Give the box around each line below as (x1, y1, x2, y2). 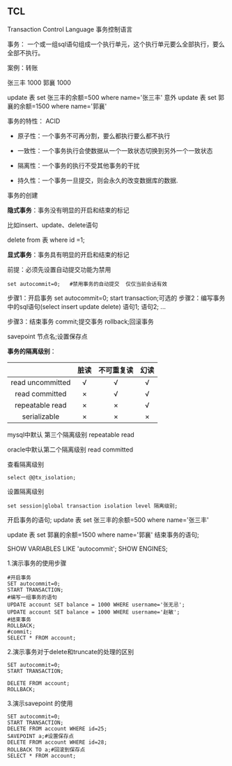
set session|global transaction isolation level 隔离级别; (7, 503, 178, 510)
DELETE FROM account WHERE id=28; (7, 739, 108, 746)
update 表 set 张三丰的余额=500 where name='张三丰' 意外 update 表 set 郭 (7, 93, 224, 101)
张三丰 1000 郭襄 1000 (7, 78, 72, 87)
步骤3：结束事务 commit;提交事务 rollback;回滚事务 (7, 317, 155, 326)
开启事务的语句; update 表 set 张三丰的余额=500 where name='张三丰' (7, 515, 209, 523)
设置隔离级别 (7, 487, 44, 496)
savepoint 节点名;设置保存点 (7, 332, 88, 340)
